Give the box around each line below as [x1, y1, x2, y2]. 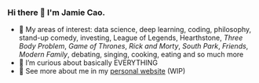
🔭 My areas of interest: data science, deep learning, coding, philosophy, [18, 25, 252, 34]
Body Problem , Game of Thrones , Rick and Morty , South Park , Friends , [18, 41, 249, 51]
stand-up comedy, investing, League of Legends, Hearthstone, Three [18, 33, 243, 42]
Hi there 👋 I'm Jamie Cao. [7, 7, 106, 18]
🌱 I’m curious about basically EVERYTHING [18, 58, 159, 67]
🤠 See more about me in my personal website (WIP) [18, 67, 186, 76]
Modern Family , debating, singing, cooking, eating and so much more [18, 50, 244, 60]
